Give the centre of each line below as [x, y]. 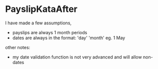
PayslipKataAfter [41, 9]
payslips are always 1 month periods [50, 32]
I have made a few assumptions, [38, 23]
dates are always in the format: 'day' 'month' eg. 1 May [69, 38]
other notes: [18, 47]
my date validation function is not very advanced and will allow [77, 57]
